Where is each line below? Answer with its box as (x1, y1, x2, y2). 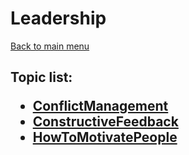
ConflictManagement (32, 98, 169, 115)
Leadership (10, 7, 107, 30)
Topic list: (10, 69, 73, 86)
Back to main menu (10, 40, 90, 52)
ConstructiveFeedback (32, 113, 179, 131)
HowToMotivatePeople (32, 129, 178, 146)
